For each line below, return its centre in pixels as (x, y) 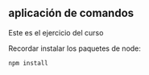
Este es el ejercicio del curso (56, 32)
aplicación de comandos (71, 13)
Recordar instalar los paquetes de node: (74, 48)
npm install (28, 63)
